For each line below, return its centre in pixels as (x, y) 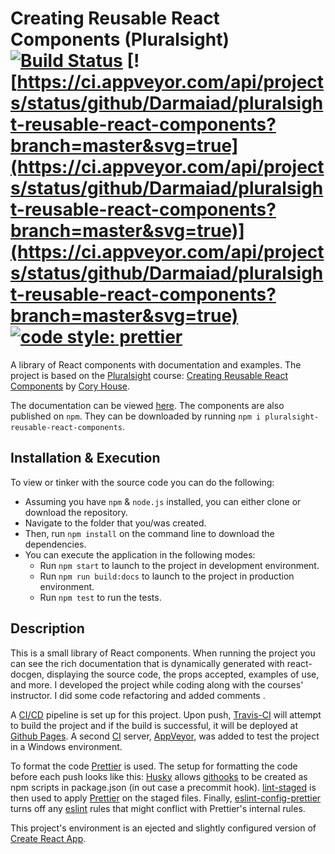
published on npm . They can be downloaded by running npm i (136, 416)
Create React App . (48, 838)
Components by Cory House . (70, 386)
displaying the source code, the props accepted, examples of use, (183, 674)
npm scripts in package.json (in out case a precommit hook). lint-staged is (163, 787)
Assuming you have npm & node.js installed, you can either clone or (163, 501)
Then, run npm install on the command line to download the (149, 533)
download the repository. (76, 512)
